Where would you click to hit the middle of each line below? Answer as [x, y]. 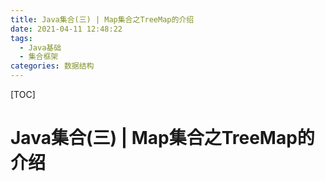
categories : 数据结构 [52, 66]
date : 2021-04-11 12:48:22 [66, 29]
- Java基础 [40, 47]
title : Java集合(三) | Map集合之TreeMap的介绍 [102, 19]
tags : [21, 38]
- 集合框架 [39, 57]
